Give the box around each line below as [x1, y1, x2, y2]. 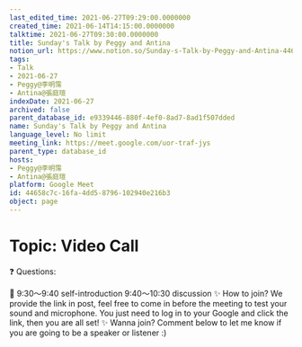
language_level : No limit [9, 130, 106, 139]
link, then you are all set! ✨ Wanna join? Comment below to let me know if [9, 316, 282, 328]
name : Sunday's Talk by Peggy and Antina [9, 122, 167, 131]
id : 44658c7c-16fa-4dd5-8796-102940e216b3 [9, 189, 171, 198]
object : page [9, 197, 58, 207]
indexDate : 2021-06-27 [9, 96, 94, 106]
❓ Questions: [9, 266, 57, 277]
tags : [9, 55, 30, 64]
